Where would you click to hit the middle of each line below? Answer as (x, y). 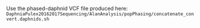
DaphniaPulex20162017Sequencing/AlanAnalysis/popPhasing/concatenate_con (100, 14)
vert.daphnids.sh (28, 19)
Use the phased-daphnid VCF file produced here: (67, 8)
